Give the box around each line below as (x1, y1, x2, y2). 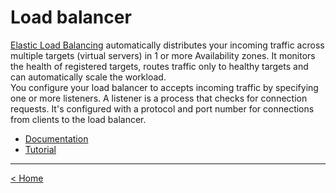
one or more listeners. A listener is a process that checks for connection (10, 92, 308, 104)
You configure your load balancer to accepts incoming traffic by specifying (10, 81, 319, 93)
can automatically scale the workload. (10, 71, 167, 83)
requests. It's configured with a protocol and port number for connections (10, 102, 315, 115)
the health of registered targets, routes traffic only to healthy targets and (10, 60, 309, 72)
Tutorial (24, 143, 57, 155)
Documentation (24, 132, 89, 145)
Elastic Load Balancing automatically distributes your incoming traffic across (10, 39, 325, 51)
